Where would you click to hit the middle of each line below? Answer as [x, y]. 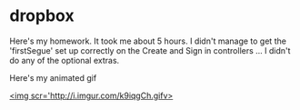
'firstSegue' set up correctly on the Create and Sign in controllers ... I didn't [150, 50]
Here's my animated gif [53, 77]
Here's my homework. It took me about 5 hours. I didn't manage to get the [148, 41]
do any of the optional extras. [65, 60]
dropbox [42, 16]
